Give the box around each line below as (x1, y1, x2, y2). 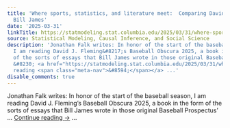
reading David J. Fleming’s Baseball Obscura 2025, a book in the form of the (7, 99, 222, 108)
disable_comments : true (7, 73, 75, 80)
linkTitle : (7, 29, 38, 36)
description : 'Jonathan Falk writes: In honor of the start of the (7, 42, 204, 48)
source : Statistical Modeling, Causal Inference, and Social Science (7, 35, 210, 42)
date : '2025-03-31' (7, 22, 63, 29)
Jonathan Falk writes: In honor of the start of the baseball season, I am (7, 92, 207, 100)
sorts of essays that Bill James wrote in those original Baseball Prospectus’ (7, 106, 219, 114)
